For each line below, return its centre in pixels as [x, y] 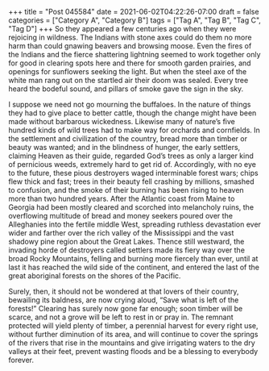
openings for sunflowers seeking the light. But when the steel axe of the [128, 71]
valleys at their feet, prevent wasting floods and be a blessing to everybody [133, 351]
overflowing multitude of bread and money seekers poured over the [121, 216]
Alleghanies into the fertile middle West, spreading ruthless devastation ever [135, 224]
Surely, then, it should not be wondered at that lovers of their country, [124, 291]
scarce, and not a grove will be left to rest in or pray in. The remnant [121, 317]
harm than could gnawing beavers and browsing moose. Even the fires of [130, 46]
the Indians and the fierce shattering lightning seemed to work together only [134, 54]
